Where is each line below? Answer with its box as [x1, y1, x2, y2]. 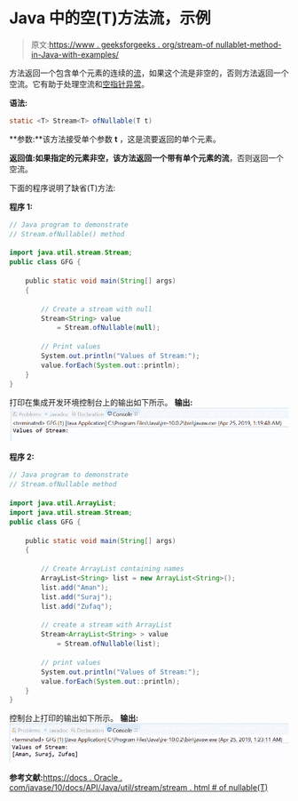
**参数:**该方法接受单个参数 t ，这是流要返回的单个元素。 [9, 133, 222, 144]
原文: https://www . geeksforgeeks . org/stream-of [30, 39, 215, 50]
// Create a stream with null [41, 304, 153, 314]
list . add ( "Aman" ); [41, 583, 109, 592]
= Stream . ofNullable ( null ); [56, 324, 161, 332]
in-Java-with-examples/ [30, 49, 120, 60]
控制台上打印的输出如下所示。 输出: [9, 713, 139, 724]
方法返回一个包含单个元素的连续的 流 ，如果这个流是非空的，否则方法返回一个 [9, 68, 289, 78]
